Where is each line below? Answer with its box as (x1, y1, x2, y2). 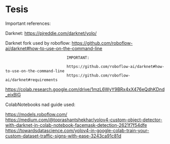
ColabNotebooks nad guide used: (5, 101, 76, 107)
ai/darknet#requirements (5, 77, 58, 82)
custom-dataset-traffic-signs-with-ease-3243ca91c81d (5, 133, 122, 139)
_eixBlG (5, 91, 21, 97)
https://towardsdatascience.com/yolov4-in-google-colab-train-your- (5, 127, 150, 133)
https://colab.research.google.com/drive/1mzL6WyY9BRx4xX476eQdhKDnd (5, 86, 165, 92)
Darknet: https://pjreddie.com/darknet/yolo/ (5, 30, 97, 36)
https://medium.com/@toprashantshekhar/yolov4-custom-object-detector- (5, 117, 162, 123)
